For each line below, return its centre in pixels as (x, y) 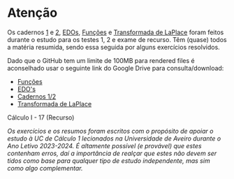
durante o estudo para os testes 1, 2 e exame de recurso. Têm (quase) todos (117, 39)
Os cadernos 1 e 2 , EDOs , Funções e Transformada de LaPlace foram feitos (116, 32)
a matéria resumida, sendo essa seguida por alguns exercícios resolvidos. (114, 47)
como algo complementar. (45, 168)
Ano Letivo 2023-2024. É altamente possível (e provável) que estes (104, 145)
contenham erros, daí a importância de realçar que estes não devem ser (112, 153)
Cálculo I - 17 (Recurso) (41, 117)
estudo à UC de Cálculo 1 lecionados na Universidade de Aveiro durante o (114, 138)
